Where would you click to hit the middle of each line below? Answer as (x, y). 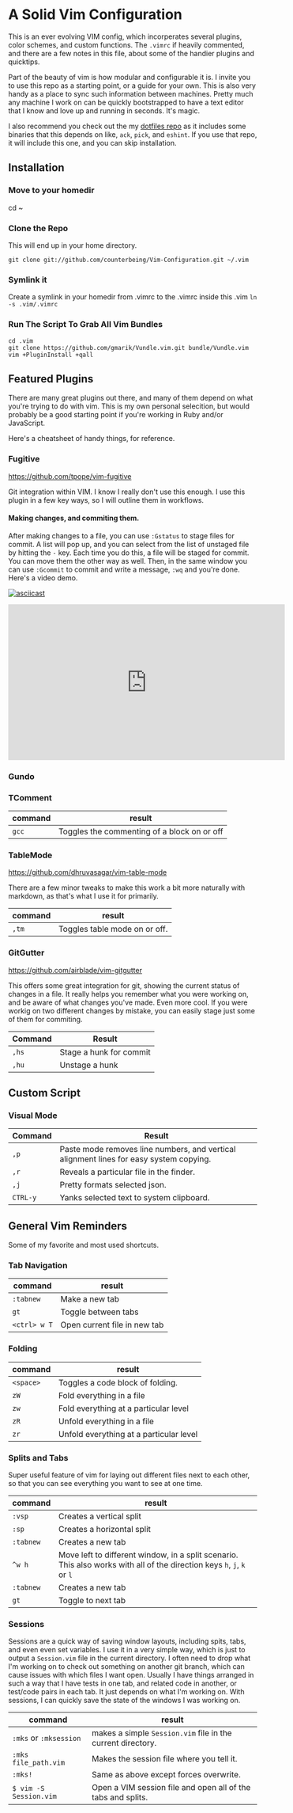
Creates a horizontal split (105, 1530)
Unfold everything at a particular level (128, 1434)
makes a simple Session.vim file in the (162, 1733)
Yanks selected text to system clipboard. (135, 1198)
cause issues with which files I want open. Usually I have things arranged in (131, 1675)
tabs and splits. (120, 1797)
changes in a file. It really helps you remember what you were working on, (128, 994)
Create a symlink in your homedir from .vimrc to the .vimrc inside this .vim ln (133, 297)
